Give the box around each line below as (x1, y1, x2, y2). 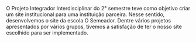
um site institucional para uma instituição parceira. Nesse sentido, (6, 11, 165, 18)
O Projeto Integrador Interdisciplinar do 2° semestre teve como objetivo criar (6, 5, 191, 12)
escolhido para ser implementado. (6, 29, 89, 36)
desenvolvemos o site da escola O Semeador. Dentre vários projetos (6, 17, 171, 24)
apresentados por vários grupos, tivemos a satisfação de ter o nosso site (6, 23, 183, 30)
